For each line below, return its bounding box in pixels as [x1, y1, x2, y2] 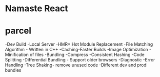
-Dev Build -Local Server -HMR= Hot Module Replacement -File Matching [5, 41, 153, 47]
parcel [5, 25, 32, 37]
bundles [5, 67, 21, 73]
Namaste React [5, 3, 68, 14]
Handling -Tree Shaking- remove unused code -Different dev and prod [5, 62, 147, 68]
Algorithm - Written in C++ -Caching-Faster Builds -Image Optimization [5, 47, 148, 53]
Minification [5, 52, 29, 58]
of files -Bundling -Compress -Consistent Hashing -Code [29, 52, 145, 58]
